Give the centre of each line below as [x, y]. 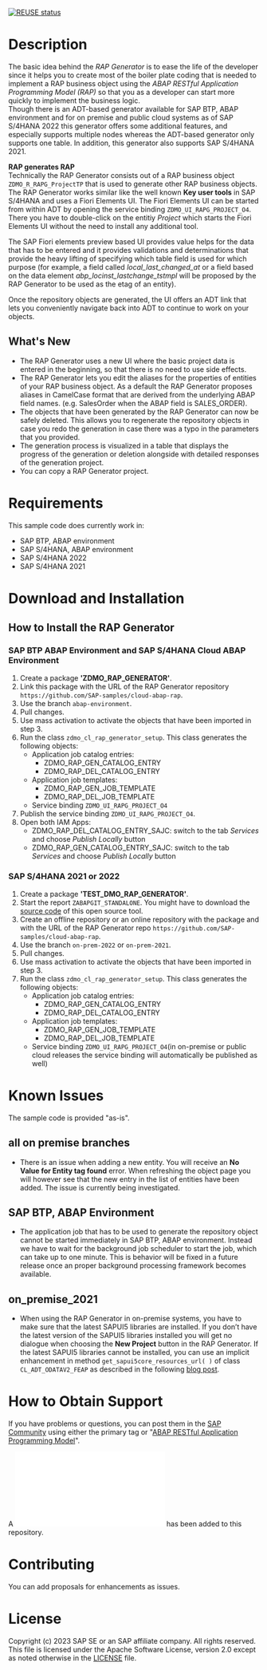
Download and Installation [96, 598]
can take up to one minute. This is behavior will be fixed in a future [129, 1257]
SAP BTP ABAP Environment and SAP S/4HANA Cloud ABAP [127, 650]
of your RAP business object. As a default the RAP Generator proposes [136, 386]
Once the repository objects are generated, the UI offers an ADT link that [128, 299]
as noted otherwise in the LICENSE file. [73, 1658]
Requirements [56, 503]
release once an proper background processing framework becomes [133, 1265]
